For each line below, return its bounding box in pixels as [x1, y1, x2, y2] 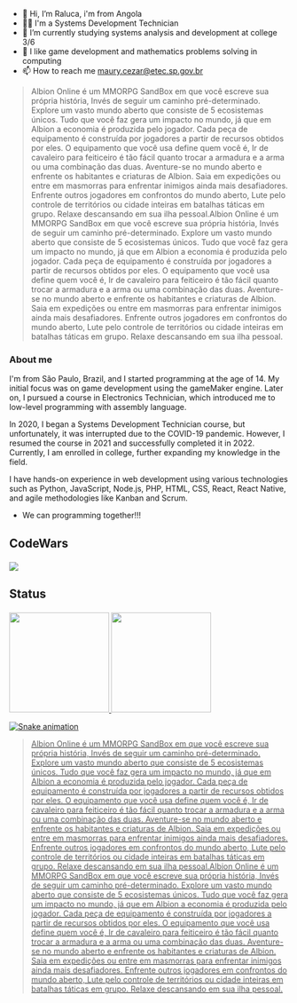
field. [9, 457, 28, 468]
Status [9, 587, 47, 602]
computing [21, 56, 62, 66]
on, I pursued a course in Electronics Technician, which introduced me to [9, 392, 276, 403]
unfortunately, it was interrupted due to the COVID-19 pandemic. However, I [9, 429, 285, 439]
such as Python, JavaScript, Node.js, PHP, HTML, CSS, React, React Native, [9, 484, 286, 494]
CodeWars [9, 535, 69, 550]
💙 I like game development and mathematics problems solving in [21, 46, 258, 57]
